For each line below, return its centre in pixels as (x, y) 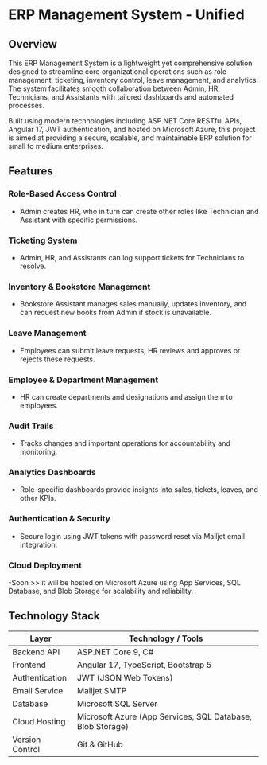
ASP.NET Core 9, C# (115, 652)
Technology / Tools (166, 638)
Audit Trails (31, 426)
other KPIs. (38, 498)
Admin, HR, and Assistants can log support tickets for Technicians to (132, 257)
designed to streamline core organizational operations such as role (118, 72)
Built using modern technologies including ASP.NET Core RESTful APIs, (125, 121)
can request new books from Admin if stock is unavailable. (116, 313)
